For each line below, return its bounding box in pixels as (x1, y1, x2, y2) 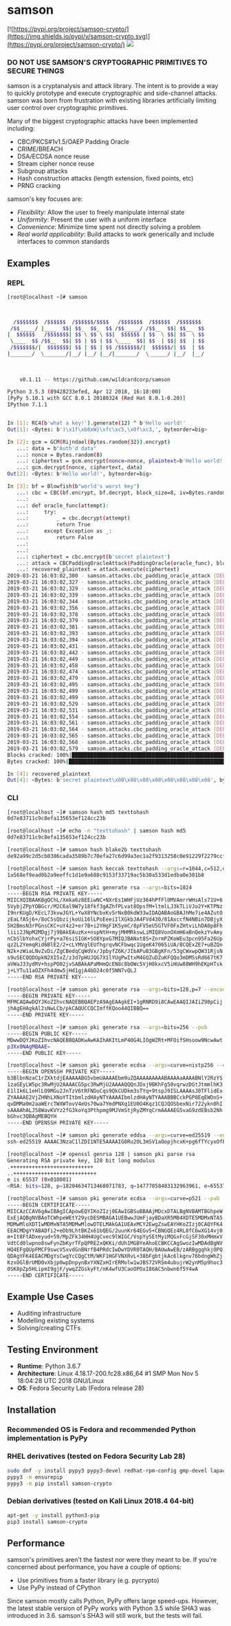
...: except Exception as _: (16, 528, 112, 535)
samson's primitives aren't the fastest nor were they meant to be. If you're (7, 1556, 217, 1564)
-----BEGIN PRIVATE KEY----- (7, 992, 91, 999)
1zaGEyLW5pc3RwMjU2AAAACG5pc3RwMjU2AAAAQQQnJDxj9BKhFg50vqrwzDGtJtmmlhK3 (7, 1081, 223, 1089)
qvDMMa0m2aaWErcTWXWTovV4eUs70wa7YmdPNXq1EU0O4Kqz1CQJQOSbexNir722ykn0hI (7, 1100, 223, 1107)
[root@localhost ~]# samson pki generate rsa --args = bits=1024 (7, 884, 192, 891)
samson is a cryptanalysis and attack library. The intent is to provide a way (7, 82, 219, 90)
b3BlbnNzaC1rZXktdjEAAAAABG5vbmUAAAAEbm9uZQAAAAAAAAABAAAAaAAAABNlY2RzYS (7, 1075, 223, 1082)
